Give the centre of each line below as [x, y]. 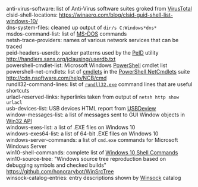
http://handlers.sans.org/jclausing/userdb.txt [61, 59]
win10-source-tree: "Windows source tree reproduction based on [86, 159]
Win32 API [19, 121]
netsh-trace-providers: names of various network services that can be [92, 40]
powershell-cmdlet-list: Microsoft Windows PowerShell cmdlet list [87, 65]
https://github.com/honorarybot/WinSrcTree [60, 171]
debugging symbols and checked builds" [56, 165]
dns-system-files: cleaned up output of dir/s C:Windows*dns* [81, 27]
